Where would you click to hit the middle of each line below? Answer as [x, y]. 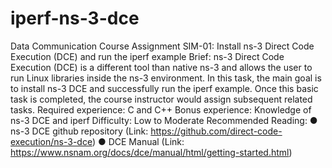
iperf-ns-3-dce [75, 18]
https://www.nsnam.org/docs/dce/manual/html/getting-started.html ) [151, 152]
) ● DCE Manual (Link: [138, 141]
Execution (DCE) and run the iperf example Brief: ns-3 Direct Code [147, 56]
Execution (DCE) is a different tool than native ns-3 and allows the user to [161, 67]
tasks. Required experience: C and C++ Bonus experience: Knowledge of [161, 109]
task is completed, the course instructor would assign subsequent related [161, 99]
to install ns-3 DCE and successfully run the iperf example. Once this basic [164, 88]
